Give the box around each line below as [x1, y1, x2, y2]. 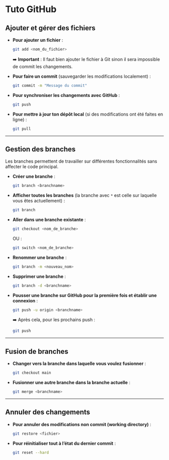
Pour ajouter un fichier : [12, 37, 63, 43]
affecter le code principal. [5, 164, 59, 170]
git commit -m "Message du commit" [12, 83, 88, 88]
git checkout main [12, 370, 51, 376]
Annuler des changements [5, 408, 91, 417]
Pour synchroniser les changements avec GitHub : [12, 92, 120, 98]
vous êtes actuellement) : [12, 198, 65, 204]
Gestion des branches [5, 145, 76, 154]
